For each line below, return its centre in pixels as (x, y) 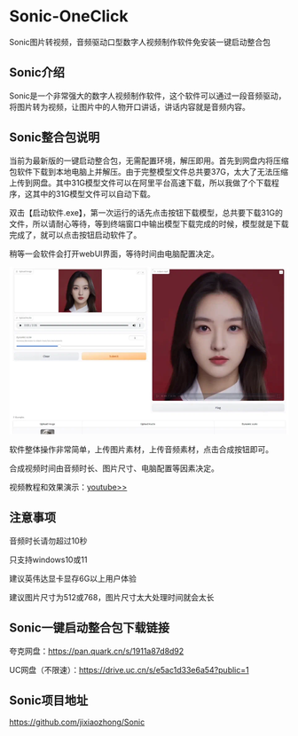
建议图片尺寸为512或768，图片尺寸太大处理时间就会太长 (112, 597)
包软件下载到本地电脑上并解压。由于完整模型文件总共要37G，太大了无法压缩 (149, 171)
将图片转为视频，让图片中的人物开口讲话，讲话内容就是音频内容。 (129, 106)
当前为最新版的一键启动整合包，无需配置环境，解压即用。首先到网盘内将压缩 (149, 161)
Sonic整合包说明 (55, 138)
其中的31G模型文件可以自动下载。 (94, 193)
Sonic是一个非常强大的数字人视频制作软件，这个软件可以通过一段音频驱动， (148, 96)
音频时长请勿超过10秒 (48, 540)
